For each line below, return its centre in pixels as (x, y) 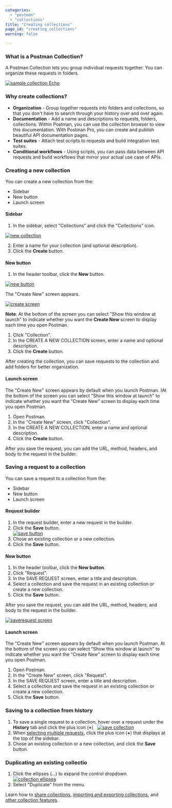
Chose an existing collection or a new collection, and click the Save (84, 744)
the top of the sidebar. (36, 738)
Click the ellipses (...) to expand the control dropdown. (70, 774)
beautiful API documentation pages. (51, 135)
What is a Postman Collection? (44, 56)
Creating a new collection (38, 170)
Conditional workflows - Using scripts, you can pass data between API (88, 151)
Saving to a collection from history (49, 711)
